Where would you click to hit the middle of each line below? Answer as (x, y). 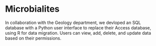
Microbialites (32, 9)
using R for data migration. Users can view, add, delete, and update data (78, 33)
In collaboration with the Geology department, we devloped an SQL (73, 23)
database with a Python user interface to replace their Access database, (78, 27)
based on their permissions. (33, 38)
